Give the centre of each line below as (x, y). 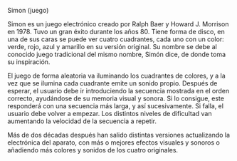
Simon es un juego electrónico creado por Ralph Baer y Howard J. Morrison (118, 24)
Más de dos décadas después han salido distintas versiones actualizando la (118, 135)
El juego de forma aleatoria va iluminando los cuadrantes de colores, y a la (116, 76)
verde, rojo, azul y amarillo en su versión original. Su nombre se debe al (112, 47)
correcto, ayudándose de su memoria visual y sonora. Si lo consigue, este (116, 98)
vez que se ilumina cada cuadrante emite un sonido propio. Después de (112, 83)
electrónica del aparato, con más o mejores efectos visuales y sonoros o (114, 142)
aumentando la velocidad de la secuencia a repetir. (82, 121)
